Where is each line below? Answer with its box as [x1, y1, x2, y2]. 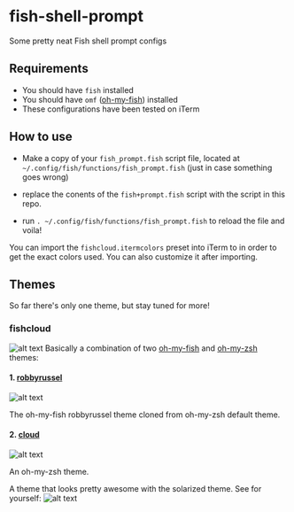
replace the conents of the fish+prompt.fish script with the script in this [21, 189, 286, 199]
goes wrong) [21, 171, 69, 182]
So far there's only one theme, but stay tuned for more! [9, 300, 210, 311]
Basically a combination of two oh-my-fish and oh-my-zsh [44, 343, 259, 353]
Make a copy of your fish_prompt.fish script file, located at [21, 152, 241, 163]
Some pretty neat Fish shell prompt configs [9, 35, 167, 46]
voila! [21, 224, 43, 236]
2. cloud [9, 430, 40, 440]
